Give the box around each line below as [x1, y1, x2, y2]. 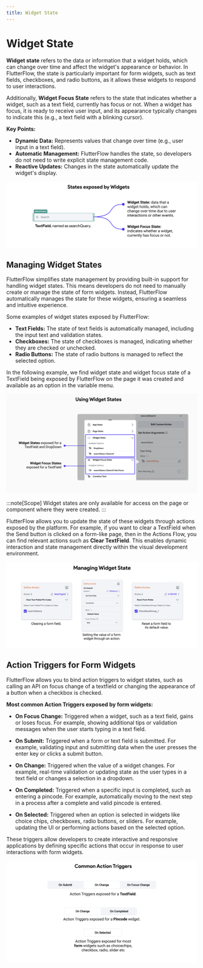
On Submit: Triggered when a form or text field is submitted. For [15, 737, 176, 744]
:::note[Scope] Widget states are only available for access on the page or [6, 499, 189, 506]
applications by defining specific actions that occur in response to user [6, 842, 184, 849]
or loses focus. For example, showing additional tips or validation [15, 718, 178, 726]
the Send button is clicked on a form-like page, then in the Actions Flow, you [6, 530, 197, 537]
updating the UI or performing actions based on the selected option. [15, 824, 185, 831]
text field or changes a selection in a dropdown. [15, 774, 135, 781]
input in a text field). [15, 143, 65, 151]
